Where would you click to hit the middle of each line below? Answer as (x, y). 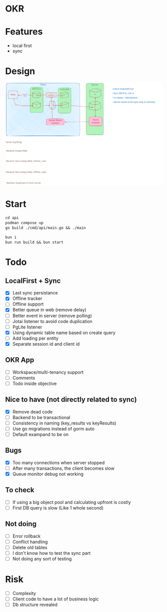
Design (20, 71)
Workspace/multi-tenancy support (48, 372)
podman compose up (24, 223)
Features (24, 32)
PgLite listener (27, 327)
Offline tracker (27, 298)
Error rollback (26, 536)
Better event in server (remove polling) (52, 316)
